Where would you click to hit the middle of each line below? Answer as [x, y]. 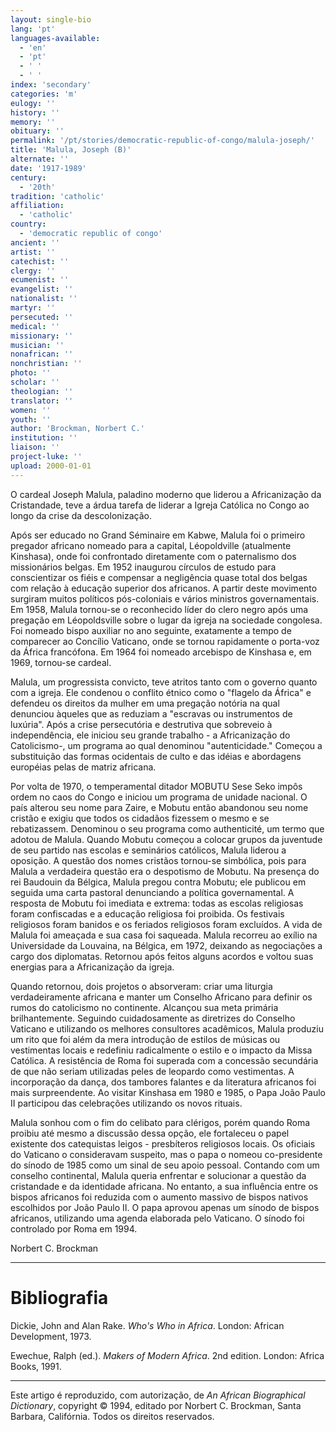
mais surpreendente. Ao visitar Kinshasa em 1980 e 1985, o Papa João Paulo [168, 1092]
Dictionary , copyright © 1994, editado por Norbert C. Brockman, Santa [156, 1405]
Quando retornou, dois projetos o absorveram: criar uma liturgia [141, 986]
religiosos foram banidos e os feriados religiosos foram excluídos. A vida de [166, 924]
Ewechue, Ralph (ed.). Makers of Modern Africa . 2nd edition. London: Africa [167, 1355]
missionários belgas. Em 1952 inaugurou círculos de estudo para [143, 567]
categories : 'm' [44, 94]
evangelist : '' [42, 289]
